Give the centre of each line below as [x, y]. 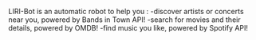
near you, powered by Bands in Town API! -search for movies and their [124, 20]
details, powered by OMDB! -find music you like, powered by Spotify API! [128, 28]
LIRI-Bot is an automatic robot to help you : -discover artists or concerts [126, 11]
